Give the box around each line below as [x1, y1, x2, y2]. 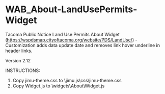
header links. [5, 48, 33, 54]
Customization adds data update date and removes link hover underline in [5, 42, 160, 48]
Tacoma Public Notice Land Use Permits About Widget [5, 31, 120, 37]
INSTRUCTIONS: [5, 67, 40, 74]
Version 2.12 [5, 57, 31, 63]
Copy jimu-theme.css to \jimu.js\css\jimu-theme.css [12, 77, 122, 83]
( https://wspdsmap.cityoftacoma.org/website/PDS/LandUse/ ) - [5, 37, 137, 43]
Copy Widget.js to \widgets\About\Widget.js [12, 83, 105, 89]
